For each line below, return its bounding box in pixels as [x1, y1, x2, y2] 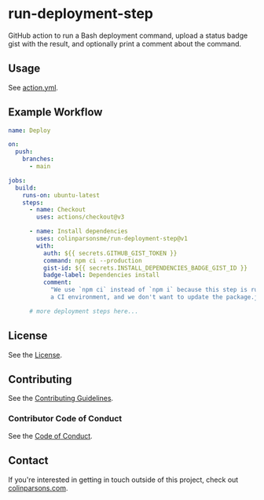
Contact [8, 454, 49, 468]
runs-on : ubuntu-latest [22, 191, 101, 199]
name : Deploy [8, 127, 51, 134]
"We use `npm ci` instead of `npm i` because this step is [49, 286, 247, 294]
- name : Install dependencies [28, 227, 128, 236]
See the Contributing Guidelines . [8, 394, 114, 403]
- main [28, 163, 51, 171]
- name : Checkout [28, 206, 86, 214]
